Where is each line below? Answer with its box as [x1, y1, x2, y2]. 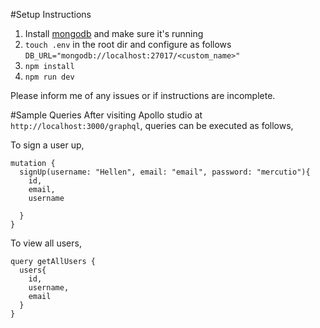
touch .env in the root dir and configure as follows [24, 39, 232, 50]
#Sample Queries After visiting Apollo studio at [10, 109, 203, 121]
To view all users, [10, 237, 82, 249]
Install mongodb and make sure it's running [24, 28, 204, 39]
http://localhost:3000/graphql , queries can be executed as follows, [10, 120, 294, 131]
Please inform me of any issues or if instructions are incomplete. [10, 90, 276, 101]
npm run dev [24, 72, 75, 82]
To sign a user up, [10, 139, 85, 151]
